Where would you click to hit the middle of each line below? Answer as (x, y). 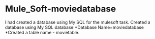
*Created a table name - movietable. (42, 32)
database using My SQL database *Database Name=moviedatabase (75, 27)
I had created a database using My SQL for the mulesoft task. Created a (78, 22)
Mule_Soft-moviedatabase (61, 9)
